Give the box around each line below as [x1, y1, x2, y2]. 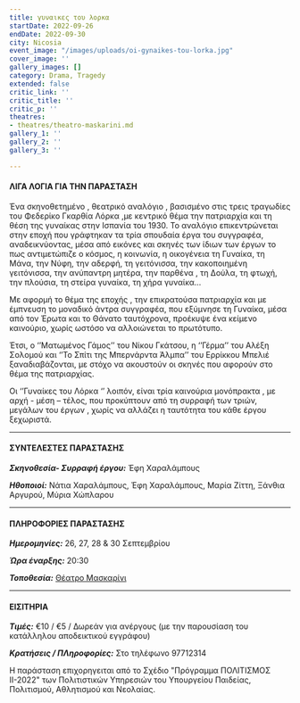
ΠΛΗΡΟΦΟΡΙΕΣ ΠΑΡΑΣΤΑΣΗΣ [9, 518, 125, 529]
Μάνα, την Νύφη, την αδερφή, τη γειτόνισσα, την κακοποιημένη [9, 258, 248, 269]
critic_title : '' [9, 95, 74, 105]
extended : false [9, 79, 70, 88]
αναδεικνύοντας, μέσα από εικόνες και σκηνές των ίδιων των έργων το [9, 238, 277, 250]
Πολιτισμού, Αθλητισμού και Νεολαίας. [9, 684, 156, 695]
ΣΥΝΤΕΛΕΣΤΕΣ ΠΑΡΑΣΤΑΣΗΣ [9, 442, 125, 453]
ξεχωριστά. [9, 414, 52, 425]
